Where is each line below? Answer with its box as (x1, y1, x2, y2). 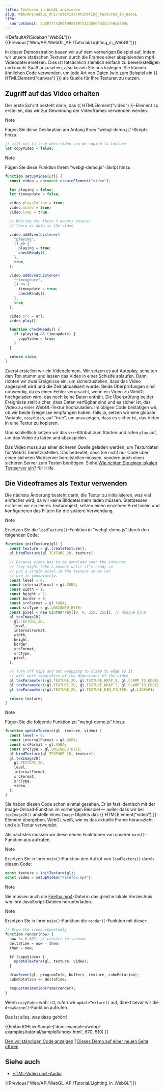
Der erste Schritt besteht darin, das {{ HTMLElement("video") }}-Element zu (5, 103, 159, 109)
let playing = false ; (9, 187, 54, 192)
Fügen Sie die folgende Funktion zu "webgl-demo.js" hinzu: (5, 719, 126, 725)
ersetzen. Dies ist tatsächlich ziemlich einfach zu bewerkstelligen (27, 59, 160, 65)
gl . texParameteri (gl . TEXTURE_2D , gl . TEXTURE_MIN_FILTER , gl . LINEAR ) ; (9, 687, 155, 692)
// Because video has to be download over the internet (9, 560, 126, 565)
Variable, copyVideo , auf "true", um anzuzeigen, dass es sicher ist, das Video (5, 414, 160, 420)
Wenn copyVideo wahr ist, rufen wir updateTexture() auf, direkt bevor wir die (5, 999, 159, 1005)
